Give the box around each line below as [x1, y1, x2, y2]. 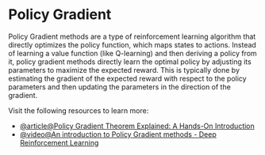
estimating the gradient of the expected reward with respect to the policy [8, 74, 248, 83]
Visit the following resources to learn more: [8, 105, 149, 115]
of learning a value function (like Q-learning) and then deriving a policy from [8, 48, 258, 58]
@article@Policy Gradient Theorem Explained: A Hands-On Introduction [19, 121, 255, 130]
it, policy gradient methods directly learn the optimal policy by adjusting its [8, 57, 252, 66]
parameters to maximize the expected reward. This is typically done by [8, 65, 240, 74]
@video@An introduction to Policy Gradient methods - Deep [19, 129, 217, 139]
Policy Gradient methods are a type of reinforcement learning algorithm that [8, 32, 256, 41]
